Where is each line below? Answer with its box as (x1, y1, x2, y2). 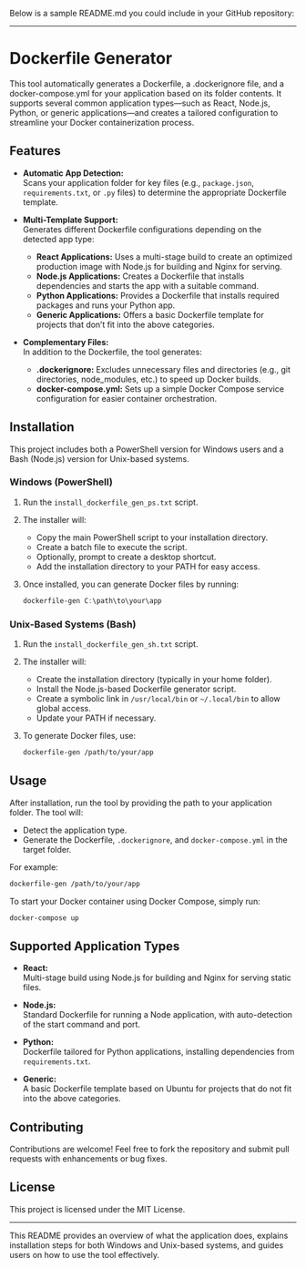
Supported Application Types (9, 938, 180, 954)
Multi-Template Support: (22, 214, 118, 225)
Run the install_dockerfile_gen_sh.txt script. (22, 639, 199, 650)
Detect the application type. (22, 824, 127, 835)
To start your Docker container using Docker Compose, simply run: (9, 895, 261, 906)
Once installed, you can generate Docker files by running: (22, 578, 240, 589)
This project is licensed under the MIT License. (9, 1203, 186, 1214)
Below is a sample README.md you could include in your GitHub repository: (9, 8, 295, 18)
